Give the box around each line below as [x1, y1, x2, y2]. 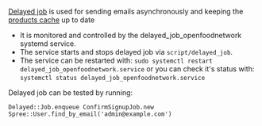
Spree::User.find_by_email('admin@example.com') [8, 110, 172, 118]
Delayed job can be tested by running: [8, 88, 133, 97]
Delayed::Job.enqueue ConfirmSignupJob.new [8, 103, 155, 111]
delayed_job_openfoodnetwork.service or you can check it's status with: [19, 64, 255, 74]
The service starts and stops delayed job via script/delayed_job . [19, 48, 233, 56]
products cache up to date [8, 15, 95, 25]
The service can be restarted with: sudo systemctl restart [19, 55, 213, 65]
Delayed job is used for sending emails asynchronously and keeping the [8, 7, 244, 16]
